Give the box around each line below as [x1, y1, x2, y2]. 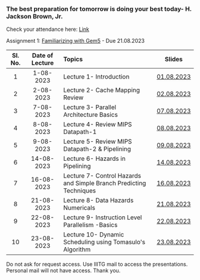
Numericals [63, 204, 95, 212]
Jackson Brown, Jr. [6, 12, 63, 20]
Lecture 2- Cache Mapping [63, 86, 140, 94]
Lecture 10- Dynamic [63, 231, 124, 239]
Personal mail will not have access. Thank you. [6, 267, 121, 274]
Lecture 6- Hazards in [63, 154, 126, 163]
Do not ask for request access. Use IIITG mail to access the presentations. [6, 261, 188, 268]
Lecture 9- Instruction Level [63, 213, 142, 222]
